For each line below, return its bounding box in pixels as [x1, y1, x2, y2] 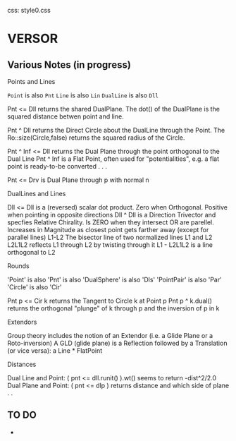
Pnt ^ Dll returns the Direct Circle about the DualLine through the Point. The [7, 126, 225, 134]
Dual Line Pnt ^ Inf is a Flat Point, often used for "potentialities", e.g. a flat [7, 155, 220, 163]
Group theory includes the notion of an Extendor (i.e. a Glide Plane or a [7, 332, 213, 339]
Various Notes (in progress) [7, 59, 132, 71]
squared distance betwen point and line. [7, 112, 125, 121]
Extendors [7, 318, 37, 326]
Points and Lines [7, 78, 56, 85]
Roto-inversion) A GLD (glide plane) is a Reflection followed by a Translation [7, 339, 228, 347]
